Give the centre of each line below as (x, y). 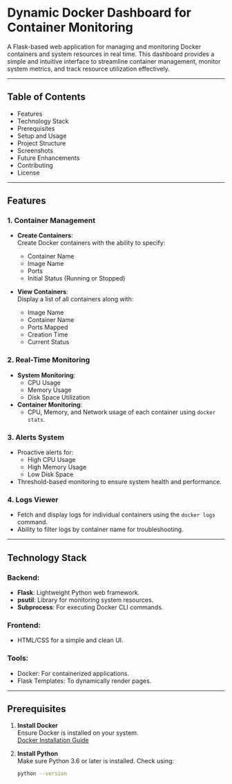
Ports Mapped (48, 328)
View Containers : (42, 292)
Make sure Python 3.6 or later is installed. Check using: (96, 761)
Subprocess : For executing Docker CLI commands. (90, 607)
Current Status (48, 342)
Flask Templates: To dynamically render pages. (84, 681)
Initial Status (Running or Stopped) (76, 278)
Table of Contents (47, 97)
